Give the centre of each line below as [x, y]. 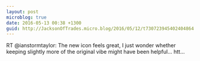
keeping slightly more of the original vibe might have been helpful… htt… [96, 52]
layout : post [22, 12]
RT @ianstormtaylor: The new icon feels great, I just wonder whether [91, 45]
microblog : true [26, 17]
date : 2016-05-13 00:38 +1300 [44, 23]
